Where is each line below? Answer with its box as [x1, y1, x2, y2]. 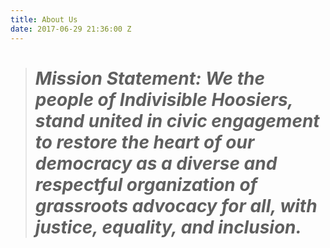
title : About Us [10, 14, 78, 25]
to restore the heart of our [34, 131, 255, 153]
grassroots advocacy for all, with [34, 194, 318, 217]
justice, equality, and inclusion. [34, 216, 302, 238]
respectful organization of [34, 173, 258, 196]
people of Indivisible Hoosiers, [34, 88, 294, 111]
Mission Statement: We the [34, 67, 266, 90]
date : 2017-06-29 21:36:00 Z [10, 24, 132, 34]
